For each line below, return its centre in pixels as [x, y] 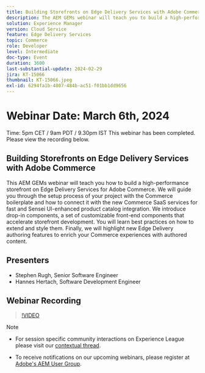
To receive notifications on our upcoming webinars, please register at [103, 357]
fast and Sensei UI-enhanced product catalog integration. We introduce [96, 209]
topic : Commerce [27, 40]
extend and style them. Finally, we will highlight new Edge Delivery [90, 228]
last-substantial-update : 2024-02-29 [54, 69]
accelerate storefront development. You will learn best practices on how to [100, 222]
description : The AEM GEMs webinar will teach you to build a [87, 18]
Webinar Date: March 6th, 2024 [88, 116]
